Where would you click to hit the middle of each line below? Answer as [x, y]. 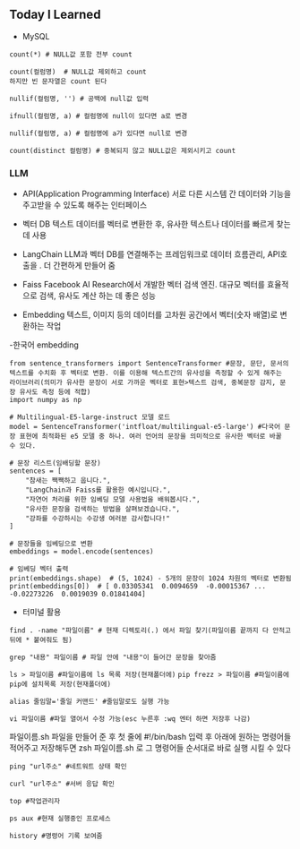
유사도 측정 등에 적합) [55, 392]
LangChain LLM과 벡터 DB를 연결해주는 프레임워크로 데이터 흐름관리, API [151, 254]
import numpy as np [46, 400]
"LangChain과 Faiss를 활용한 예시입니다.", [99, 490]
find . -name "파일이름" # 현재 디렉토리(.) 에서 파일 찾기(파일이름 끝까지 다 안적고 [150, 630]
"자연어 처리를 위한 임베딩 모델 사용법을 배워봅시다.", [113, 500]
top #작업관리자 [35, 802]
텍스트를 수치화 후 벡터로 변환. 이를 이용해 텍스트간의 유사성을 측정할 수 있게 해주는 [146, 373]
